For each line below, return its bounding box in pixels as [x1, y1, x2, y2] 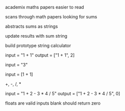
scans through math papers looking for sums [5, 14, 97, 19]
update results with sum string [5, 33, 68, 39]
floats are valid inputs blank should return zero [5, 100, 101, 106]
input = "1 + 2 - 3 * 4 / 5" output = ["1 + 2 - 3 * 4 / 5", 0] [5, 91, 121, 96]
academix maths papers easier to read [5, 4, 84, 10]
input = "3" [5, 62, 28, 67]
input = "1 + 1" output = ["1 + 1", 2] [5, 52, 75, 58]
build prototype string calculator [5, 43, 71, 49]
